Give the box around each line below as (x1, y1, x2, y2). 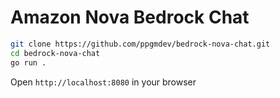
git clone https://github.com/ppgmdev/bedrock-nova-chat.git (10, 39, 271, 49)
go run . (10, 57, 47, 68)
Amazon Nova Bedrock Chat (10, 6, 250, 29)
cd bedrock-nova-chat (10, 48, 101, 58)
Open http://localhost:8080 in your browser (10, 76, 197, 88)
